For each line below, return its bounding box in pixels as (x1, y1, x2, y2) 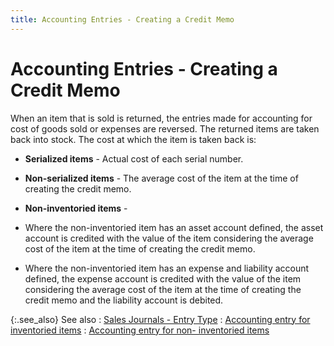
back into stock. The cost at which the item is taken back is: (10, 133, 257, 145)
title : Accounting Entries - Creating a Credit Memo (10, 14, 235, 25)
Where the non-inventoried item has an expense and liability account (24, 262, 310, 274)
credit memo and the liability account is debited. (24, 294, 224, 306)
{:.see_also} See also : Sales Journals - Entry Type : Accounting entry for (10, 313, 311, 325)
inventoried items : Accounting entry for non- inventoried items (10, 324, 270, 336)
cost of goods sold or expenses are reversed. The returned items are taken (10, 122, 320, 135)
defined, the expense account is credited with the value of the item (24, 272, 302, 285)
